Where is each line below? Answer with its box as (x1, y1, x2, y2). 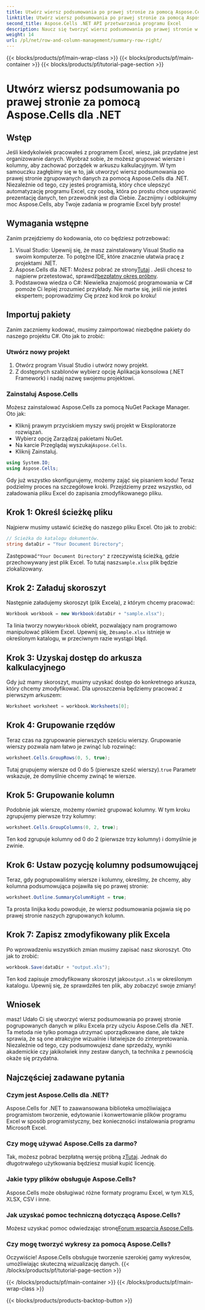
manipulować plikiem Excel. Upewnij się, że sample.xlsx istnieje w (6, 628, 171, 636)
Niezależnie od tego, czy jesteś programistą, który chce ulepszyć (6, 181, 171, 188)
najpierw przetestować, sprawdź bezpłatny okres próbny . (15, 272, 159, 279)
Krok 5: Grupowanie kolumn (6, 790, 115, 800)
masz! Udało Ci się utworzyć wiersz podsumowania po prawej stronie (6, 1016, 181, 1023)
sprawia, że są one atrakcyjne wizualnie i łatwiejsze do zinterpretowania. (6, 1035, 189, 1043)
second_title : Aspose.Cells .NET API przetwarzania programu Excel (6, 20, 182, 26)
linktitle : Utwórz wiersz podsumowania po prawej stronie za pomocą (6, 15, 184, 21)
